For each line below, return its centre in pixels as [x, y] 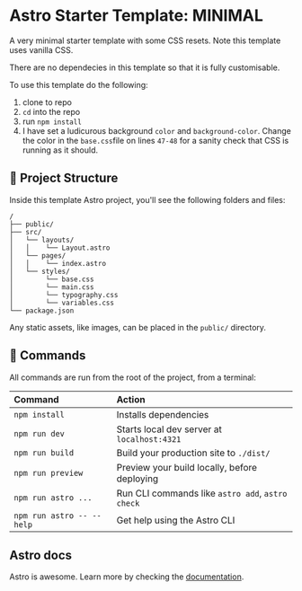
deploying [138, 479]
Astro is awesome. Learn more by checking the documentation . [127, 577]
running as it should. [60, 150]
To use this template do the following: [79, 84]
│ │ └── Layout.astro [60, 248]
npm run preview [49, 473]
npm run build [44, 453]
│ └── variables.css [62, 303]
